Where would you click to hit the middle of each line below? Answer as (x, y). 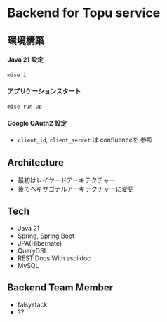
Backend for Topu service (84, 13)
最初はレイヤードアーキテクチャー (66, 180)
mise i (17, 75)
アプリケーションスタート (44, 91)
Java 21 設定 (25, 60)
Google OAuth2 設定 (37, 123)
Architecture (36, 162)
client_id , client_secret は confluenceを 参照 (85, 140)
